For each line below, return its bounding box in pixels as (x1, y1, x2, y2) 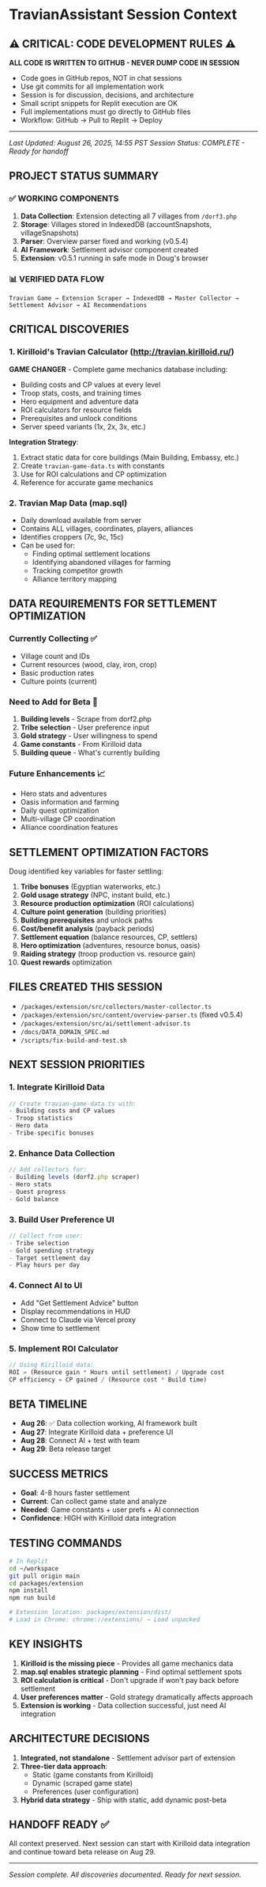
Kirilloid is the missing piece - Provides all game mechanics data (20, 1658, 234, 1668)
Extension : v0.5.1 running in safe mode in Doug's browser (20, 253, 208, 263)
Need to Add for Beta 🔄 (9, 696, 98, 707)
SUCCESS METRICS (9, 1467, 109, 1480)
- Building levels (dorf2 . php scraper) (9, 1173, 140, 1181)
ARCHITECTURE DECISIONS (9, 1732, 150, 1745)
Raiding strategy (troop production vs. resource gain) (20, 949, 196, 959)
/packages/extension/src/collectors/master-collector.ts (20, 1002, 212, 1010)
